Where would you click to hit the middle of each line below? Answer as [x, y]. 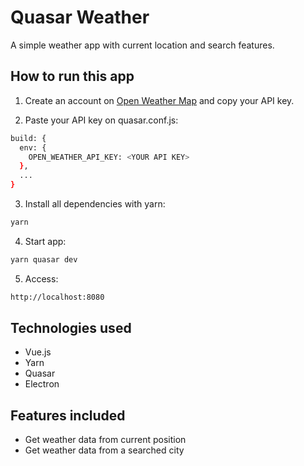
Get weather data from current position [105, 440]
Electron [42, 384]
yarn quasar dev [44, 259]
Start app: [45, 241]
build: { [28, 138]
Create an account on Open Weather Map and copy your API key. [159, 100]
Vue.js [38, 352]
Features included [68, 415]
